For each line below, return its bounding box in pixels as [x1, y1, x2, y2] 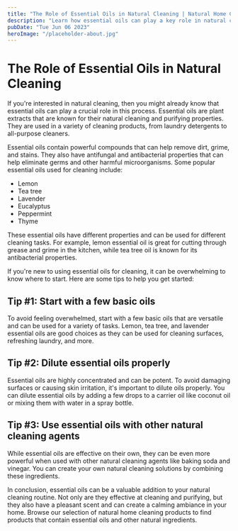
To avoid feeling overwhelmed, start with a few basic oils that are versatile [7, 314, 224, 323]
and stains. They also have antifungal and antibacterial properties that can [7, 150, 224, 160]
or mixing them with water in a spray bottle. [7, 398, 134, 407]
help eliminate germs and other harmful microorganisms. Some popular [7, 158, 216, 167]
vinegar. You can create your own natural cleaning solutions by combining [7, 464, 223, 472]
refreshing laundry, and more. [7, 337, 94, 345]
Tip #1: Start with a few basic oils [7, 295, 156, 307]
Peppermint [17, 210, 52, 218]
